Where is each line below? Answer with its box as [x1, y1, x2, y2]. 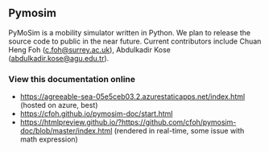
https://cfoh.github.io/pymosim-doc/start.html [19, 109, 173, 119]
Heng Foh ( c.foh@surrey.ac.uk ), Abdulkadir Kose [8, 44, 171, 55]
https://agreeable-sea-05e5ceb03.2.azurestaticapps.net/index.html [19, 92, 246, 101]
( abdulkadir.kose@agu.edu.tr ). [8, 53, 110, 63]
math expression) [19, 134, 78, 144]
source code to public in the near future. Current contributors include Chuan [8, 36, 262, 46]
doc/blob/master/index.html [19, 126, 113, 136]
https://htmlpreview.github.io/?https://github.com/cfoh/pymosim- [19, 117, 237, 127]
